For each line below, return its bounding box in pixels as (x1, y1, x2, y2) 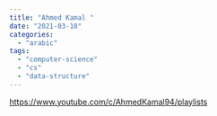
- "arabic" (17, 38, 58, 48)
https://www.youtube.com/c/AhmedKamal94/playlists (9, 96, 208, 107)
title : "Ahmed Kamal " (9, 13, 94, 22)
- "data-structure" (17, 72, 91, 81)
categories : (9, 30, 54, 39)
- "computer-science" (17, 55, 99, 64)
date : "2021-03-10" (9, 22, 82, 31)
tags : (9, 47, 30, 56)
